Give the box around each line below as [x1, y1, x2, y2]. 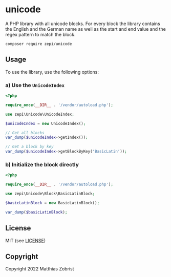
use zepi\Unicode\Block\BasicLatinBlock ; [5, 191, 95, 197]
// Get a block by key [5, 144, 54, 150]
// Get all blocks [5, 130, 45, 135]
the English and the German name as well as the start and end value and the [5, 26, 166, 32]
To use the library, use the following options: [5, 69, 99, 75]
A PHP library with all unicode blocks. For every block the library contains [5, 20, 160, 27]
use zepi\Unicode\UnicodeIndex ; [5, 112, 74, 117]
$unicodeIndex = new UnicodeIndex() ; [5, 121, 86, 126]
